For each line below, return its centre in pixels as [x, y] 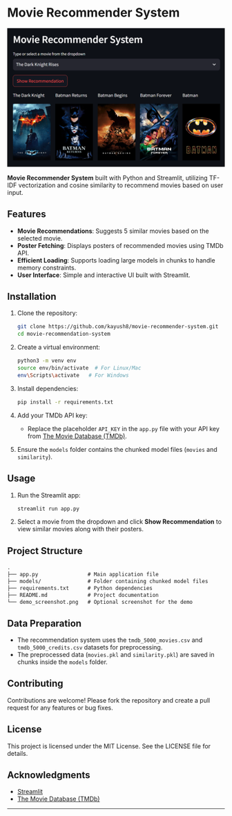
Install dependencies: [48, 388]
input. [16, 192]
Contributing [35, 684]
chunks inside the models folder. [62, 662]
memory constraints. [47, 267]
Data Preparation [44, 623]
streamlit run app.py [48, 509]
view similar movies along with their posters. [80, 529]
